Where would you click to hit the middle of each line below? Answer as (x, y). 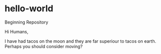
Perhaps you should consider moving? (44, 46)
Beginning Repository (26, 22)
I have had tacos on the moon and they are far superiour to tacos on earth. (80, 41)
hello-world (29, 9)
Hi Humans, (17, 31)
